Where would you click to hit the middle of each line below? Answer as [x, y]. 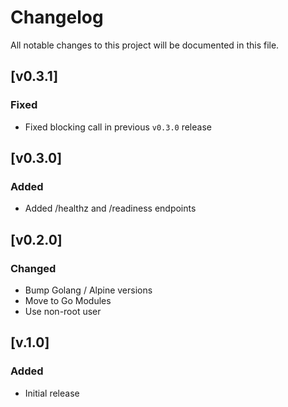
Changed [33, 268]
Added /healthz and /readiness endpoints [110, 208]
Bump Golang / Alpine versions [88, 290]
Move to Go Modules [68, 300]
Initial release [52, 393]
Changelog [57, 17]
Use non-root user [63, 311]
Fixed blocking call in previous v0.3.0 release [118, 127]
